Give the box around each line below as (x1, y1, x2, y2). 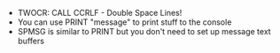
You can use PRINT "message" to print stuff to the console (17, 17, 232, 27)
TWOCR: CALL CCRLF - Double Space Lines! (17, 8, 183, 18)
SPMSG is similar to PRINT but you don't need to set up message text (17, 26, 272, 36)
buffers (17, 35, 44, 46)
